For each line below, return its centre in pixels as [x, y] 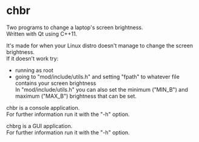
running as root [34, 70]
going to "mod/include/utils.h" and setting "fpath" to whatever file [97, 76]
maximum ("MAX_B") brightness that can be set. [76, 96]
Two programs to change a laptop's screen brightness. [75, 27]
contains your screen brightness [56, 83]
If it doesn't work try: [32, 58]
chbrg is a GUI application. [39, 126]
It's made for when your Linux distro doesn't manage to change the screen [99, 46]
